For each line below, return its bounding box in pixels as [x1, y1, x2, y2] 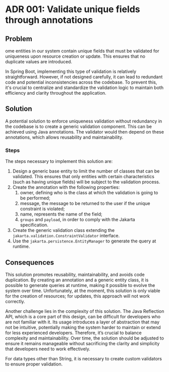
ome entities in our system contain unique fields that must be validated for [5, 48, 160, 54]
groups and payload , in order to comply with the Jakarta [20, 217, 135, 223]
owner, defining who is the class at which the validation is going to [20, 190, 158, 196]
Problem [5, 34, 33, 43]
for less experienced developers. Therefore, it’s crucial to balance [5, 329, 142, 336]
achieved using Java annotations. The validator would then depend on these [5, 129, 164, 135]
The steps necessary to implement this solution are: [5, 158, 113, 164]
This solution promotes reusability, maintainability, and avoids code [5, 271, 145, 277]
